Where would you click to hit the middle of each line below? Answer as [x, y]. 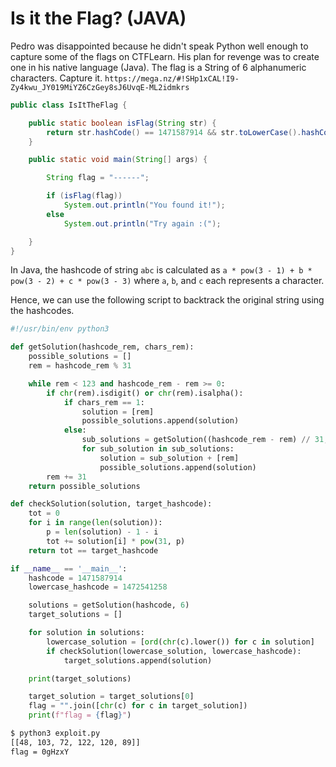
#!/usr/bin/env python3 [60, 329]
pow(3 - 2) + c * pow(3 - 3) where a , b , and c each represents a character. [167, 281]
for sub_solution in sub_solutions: [158, 449]
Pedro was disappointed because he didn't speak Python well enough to [159, 46]
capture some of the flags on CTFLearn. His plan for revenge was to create [165, 56]
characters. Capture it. [56, 78]
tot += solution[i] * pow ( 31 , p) [116, 541]
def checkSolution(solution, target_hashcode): [111, 504]
